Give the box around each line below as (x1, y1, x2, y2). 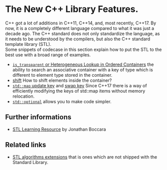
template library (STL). (5, 41, 51, 47)
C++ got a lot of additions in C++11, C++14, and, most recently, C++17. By (5, 20, 156, 26)
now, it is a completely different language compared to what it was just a (5, 25, 154, 31)
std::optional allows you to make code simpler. (12, 98, 111, 104)
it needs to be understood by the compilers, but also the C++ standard (5, 36, 150, 42)
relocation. (12, 93, 35, 99)
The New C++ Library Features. (5, 3, 138, 15)
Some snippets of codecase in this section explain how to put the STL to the (5, 46, 162, 52)
